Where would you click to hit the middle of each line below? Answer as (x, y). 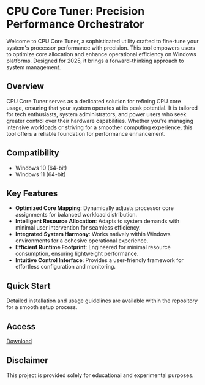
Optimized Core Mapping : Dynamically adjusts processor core (95, 208)
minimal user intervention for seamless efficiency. (78, 228)
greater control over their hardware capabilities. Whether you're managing (100, 121)
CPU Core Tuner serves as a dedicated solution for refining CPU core (94, 101)
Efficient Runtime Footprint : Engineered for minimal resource (93, 247)
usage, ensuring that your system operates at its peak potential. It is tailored (102, 108)
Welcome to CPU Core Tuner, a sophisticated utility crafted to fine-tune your (102, 41)
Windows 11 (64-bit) (40, 174)
